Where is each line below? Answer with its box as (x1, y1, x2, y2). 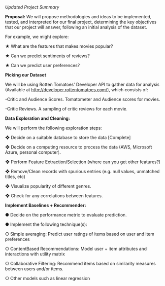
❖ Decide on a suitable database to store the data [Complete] (5, 135, 131, 140)
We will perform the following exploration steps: (5, 125, 102, 131)
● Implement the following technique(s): (5, 221, 87, 227)
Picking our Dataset (5, 72, 47, 78)
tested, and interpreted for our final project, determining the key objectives (5, 19, 157, 25)
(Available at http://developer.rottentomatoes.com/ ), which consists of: (5, 87, 149, 93)
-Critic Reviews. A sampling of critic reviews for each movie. (5, 106, 128, 111)
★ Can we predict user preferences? (5, 63, 80, 68)
